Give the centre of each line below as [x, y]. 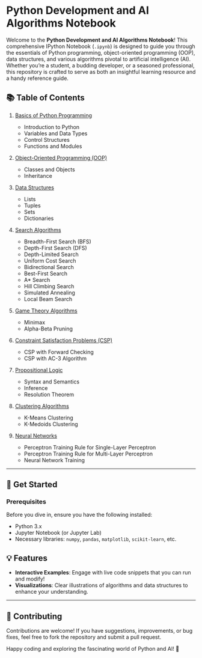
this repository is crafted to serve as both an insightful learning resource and [101, 72]
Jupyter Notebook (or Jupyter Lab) [58, 533]
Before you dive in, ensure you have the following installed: [79, 515]
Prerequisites [26, 502]
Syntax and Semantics [52, 382]
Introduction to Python [52, 127]
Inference [36, 388]
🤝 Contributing [34, 616]
